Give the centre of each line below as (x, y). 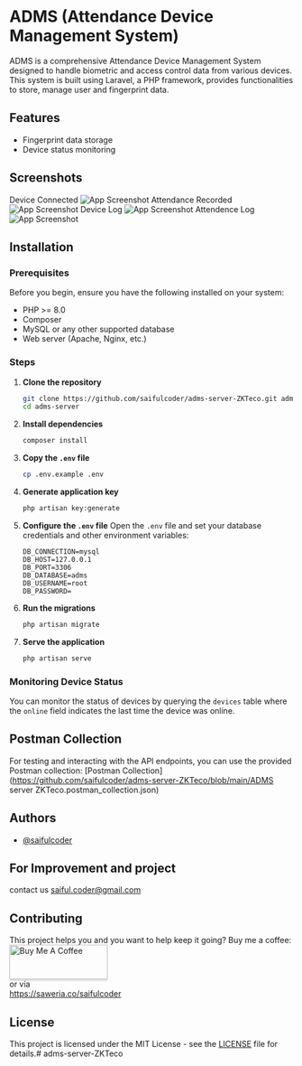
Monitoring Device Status (66, 681)
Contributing (46, 918)
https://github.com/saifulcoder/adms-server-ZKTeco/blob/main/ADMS (143, 780)
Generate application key (70, 492)
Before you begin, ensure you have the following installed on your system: (147, 293)
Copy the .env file (56, 458)
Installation (41, 247)
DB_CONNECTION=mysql (61, 552)
